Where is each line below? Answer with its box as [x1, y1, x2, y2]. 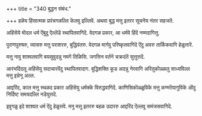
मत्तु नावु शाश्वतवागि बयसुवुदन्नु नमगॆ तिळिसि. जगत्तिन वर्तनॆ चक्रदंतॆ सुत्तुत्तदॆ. [6, 53, 145, 60]
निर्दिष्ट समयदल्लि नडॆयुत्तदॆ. [6, 91, 57, 98]
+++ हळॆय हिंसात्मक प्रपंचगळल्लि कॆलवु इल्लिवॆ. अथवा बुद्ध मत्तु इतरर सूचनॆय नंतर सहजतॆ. [6, 17, 174, 24]
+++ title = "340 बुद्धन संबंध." [6, 5, 71, 12]
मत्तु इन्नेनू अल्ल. [6, 72, 36, 79]
